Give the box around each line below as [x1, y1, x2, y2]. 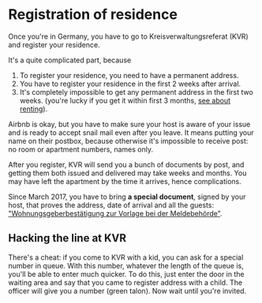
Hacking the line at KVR [8, 231, 127, 245]
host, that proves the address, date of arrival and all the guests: [8, 200, 215, 210]
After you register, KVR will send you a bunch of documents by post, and [8, 159, 245, 169]
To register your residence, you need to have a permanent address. [19, 70, 239, 80]
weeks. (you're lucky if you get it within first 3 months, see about [19, 95, 231, 105]
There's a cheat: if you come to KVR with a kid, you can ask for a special [8, 252, 244, 262]
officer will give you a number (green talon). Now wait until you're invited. [8, 286, 247, 295]
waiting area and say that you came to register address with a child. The [8, 278, 243, 287]
